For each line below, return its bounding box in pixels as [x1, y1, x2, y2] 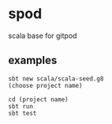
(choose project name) [8, 81, 83, 89]
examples [8, 54, 58, 67]
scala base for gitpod [8, 31, 77, 40]
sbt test [8, 109, 37, 117]
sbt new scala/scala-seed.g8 [8, 74, 104, 83]
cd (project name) [8, 96, 69, 103]
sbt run [8, 102, 34, 111]
